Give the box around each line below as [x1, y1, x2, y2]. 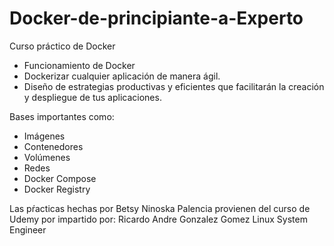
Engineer [9, 223, 47, 236]
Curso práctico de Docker [9, 40, 116, 52]
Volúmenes [23, 151, 71, 163]
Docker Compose [23, 172, 97, 184]
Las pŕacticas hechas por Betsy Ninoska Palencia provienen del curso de [9, 202, 311, 214]
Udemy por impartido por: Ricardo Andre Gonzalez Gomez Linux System [9, 213, 308, 225]
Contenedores [23, 140, 84, 152]
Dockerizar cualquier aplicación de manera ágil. [23, 70, 221, 82]
